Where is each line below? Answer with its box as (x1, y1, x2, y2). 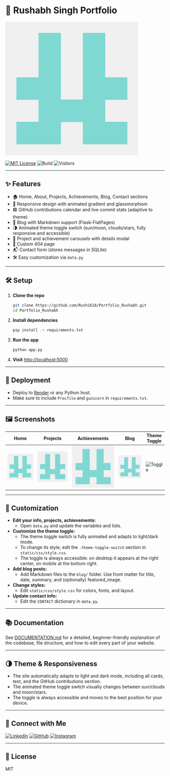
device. (12, 700, 28, 706)
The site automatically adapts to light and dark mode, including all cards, (12, 673, 164, 679)
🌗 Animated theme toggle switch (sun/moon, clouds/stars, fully (12, 225, 146, 231)
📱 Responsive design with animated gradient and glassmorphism (12, 201, 148, 207)
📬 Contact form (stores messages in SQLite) (12, 246, 107, 253)
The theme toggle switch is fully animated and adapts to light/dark (20, 534, 158, 540)
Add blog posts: (12, 566, 47, 572)
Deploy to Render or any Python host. (12, 389, 91, 395)
